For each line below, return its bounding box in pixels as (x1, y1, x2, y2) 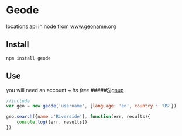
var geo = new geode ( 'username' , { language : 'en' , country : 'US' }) (6, 103, 177, 109)
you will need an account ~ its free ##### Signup (6, 86, 124, 93)
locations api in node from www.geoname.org (6, 23, 116, 30)
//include (6, 97, 30, 104)
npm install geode (6, 55, 51, 61)
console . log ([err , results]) (16, 119, 88, 125)
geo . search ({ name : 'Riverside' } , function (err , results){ (6, 114, 150, 120)
